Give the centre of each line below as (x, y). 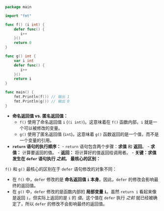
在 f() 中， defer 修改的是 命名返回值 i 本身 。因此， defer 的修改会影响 (83, 179)
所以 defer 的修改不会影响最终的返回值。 (66, 204)
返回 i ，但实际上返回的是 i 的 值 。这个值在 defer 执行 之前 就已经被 (85, 197)
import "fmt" (18, 16)
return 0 (23, 43)
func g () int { (21, 56)
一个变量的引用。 (37, 140)
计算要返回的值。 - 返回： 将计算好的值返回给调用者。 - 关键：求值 (89, 152)
